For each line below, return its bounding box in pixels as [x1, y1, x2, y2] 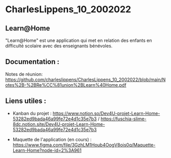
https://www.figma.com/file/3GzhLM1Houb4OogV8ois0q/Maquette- [12, 142, 156, 148]
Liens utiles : [5, 97, 47, 106]
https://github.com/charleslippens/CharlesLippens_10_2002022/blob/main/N [5, 76, 166, 83]
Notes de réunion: [5, 71, 43, 77]
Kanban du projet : [12, 110, 52, 116]
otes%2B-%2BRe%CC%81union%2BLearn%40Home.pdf [5, 82, 127, 88]
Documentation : [5, 58, 60, 66]
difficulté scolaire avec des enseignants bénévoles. [5, 43, 113, 49]
